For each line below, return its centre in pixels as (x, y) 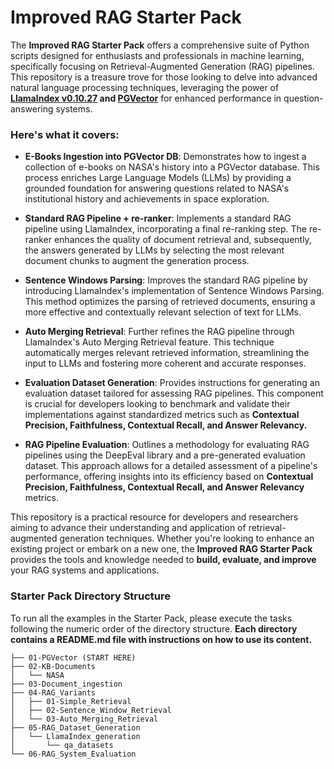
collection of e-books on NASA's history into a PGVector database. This (172, 167)
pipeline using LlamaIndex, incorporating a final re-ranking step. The (166, 229)
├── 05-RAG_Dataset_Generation (75, 727)
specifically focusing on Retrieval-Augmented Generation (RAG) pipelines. (162, 66)
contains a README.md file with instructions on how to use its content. (161, 639)
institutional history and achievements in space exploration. (147, 199)
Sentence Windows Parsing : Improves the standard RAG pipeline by (166, 280)
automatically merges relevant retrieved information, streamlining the (167, 353)
